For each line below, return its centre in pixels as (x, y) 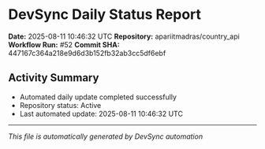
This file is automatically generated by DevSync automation (106, 136)
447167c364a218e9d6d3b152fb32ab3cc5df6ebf (87, 53)
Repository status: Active (60, 105)
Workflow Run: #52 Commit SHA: (64, 44)
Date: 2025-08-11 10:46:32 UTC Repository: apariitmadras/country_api (124, 36)
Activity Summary (54, 78)
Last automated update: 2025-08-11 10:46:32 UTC (101, 114)
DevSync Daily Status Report (105, 15)
